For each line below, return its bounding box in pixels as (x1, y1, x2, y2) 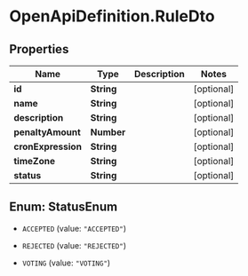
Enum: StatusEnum (9, 200, 118, 215)
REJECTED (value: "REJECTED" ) (21, 240, 127, 250)
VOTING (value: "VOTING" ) (21, 257, 111, 268)
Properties (9, 42, 69, 57)
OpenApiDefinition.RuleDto (9, 6, 215, 27)
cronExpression (13, 140, 83, 153)
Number (90, 126, 126, 138)
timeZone (13, 155, 56, 167)
